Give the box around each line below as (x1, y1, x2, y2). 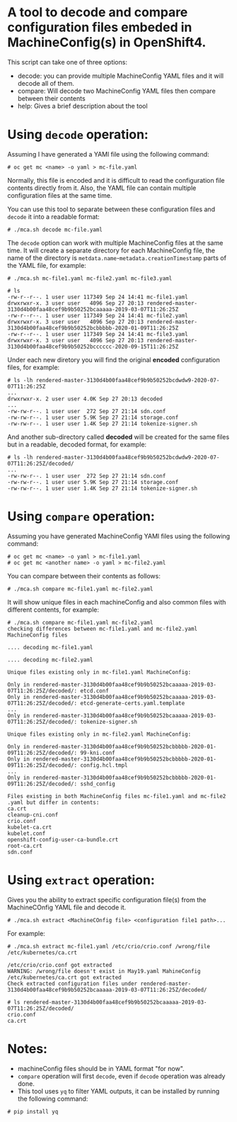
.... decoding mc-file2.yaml (7, 656, 93, 663)
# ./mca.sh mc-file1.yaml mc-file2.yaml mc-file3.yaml (7, 274, 173, 282)
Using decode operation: (7, 127, 149, 142)
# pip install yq (7, 1108, 59, 1115)
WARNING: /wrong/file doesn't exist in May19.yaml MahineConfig (7, 967, 201, 975)
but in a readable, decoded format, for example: (7, 440, 147, 449)
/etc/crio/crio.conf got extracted (7, 961, 112, 968)
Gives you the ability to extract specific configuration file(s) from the (7, 895, 207, 904)
